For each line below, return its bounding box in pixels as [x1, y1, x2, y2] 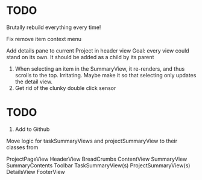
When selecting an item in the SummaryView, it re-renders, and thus [14, 65, 185, 72]
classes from [6, 143, 39, 151]
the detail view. [14, 78, 53, 85]
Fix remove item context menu [6, 35, 82, 42]
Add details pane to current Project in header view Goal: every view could [6, 47, 189, 54]
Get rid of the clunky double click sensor [14, 84, 116, 91]
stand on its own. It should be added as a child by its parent [6, 53, 154, 60]
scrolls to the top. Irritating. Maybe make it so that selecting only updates [14, 71, 197, 79]
